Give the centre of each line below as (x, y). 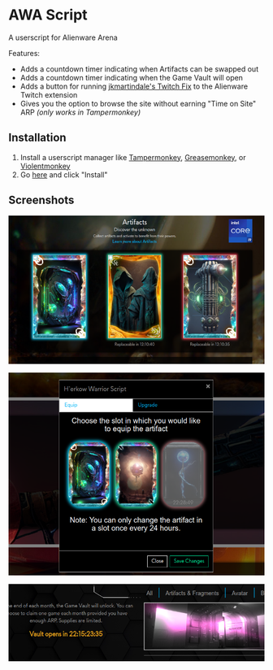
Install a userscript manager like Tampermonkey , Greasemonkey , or (133, 157)
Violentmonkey (45, 166)
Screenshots (41, 200)
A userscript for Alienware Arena (63, 37)
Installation (37, 138)
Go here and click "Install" (64, 174)
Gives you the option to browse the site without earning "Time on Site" (138, 103)
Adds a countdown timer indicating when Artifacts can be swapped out (139, 69)
